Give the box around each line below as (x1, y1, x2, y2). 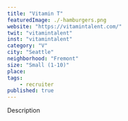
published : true (7, 87, 54, 94)
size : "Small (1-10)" (7, 62, 70, 68)
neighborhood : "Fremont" (7, 55, 79, 62)
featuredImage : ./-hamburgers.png (7, 17, 107, 24)
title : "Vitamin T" (7, 10, 64, 17)
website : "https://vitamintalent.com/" (7, 23, 122, 30)
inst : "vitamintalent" (7, 36, 73, 43)
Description (7, 106, 40, 115)
